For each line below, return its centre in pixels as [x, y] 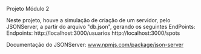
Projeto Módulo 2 [28, 9]
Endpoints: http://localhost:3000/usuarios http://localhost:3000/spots [93, 33]
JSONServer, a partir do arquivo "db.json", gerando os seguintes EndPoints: [101, 27]
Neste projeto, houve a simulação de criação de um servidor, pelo [88, 20]
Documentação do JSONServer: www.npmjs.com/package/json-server [95, 45]
